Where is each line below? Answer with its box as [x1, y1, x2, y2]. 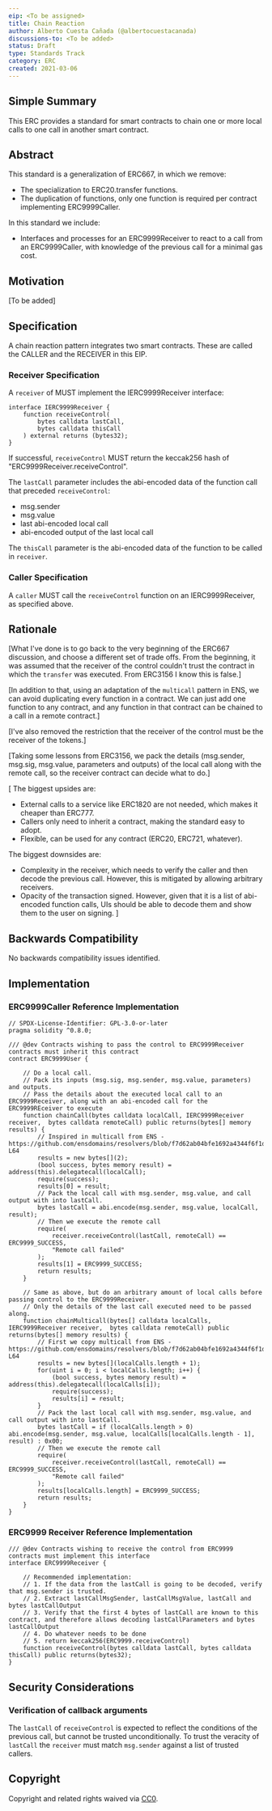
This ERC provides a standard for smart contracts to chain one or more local [8, 116, 262, 125]
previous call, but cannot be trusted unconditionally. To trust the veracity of [8, 1731, 260, 1741]
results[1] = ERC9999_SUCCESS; [37, 1260, 143, 1268]
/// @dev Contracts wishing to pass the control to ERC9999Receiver [8, 1041, 244, 1049]
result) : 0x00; [8, 1437, 63, 1445]
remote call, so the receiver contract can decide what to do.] [8, 768, 210, 778]
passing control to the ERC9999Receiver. [8, 1296, 151, 1304]
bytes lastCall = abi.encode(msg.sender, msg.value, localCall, [37, 1203, 259, 1211]
